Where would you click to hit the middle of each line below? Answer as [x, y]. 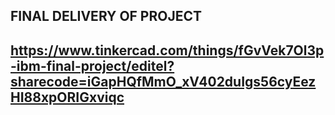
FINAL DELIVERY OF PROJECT [106, 16]
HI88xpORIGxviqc [67, 97]
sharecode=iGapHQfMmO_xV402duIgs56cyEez [163, 81]
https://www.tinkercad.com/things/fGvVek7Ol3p [167, 50]
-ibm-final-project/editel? [92, 65]
